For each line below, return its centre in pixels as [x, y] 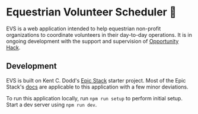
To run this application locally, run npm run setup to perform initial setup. [94, 98]
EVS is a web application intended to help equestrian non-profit [84, 28]
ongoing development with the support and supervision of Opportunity [92, 41]
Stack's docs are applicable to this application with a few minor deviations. [97, 87]
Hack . [13, 47]
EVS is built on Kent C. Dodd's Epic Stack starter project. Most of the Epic [96, 80]
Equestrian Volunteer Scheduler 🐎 [91, 12]
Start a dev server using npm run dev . [52, 104]
